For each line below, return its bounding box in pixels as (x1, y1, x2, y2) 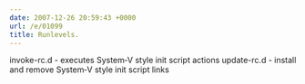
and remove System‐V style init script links (9, 64, 170, 75)
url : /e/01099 (9, 22, 64, 31)
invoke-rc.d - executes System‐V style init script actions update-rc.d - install (9, 55, 297, 66)
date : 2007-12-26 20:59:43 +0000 (9, 13, 137, 23)
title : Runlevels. (9, 30, 79, 39)
